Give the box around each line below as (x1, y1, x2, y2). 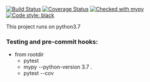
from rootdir (14, 51, 44, 58)
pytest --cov (23, 70, 54, 77)
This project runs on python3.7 (6, 23, 81, 30)
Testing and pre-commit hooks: (6, 37, 98, 46)
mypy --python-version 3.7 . (23, 63, 92, 70)
